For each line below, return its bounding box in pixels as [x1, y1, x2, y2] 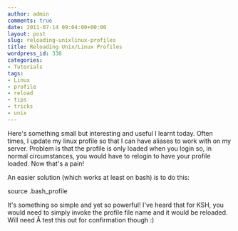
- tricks [7, 103, 33, 110]
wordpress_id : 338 [7, 50, 62, 58]
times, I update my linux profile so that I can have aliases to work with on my [7, 136, 232, 145]
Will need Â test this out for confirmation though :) [7, 215, 155, 224]
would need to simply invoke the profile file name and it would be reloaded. [7, 208, 228, 217]
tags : [7, 70, 24, 77]
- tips [7, 97, 27, 104]
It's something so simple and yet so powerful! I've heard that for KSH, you [7, 200, 224, 209]
